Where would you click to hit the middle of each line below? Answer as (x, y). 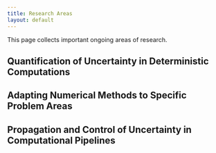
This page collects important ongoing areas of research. (87, 39)
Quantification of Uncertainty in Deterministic (108, 61)
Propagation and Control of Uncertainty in (99, 129)
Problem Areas (40, 106)
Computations (39, 72)
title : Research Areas (40, 13)
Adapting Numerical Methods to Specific (97, 95)
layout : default (30, 20)
